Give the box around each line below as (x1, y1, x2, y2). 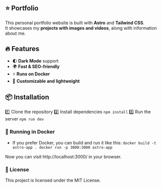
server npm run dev (5, 116, 44, 122)
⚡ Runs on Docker (12, 71, 51, 77)
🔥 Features (5, 45, 40, 53)
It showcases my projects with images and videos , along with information (5, 25, 157, 31)
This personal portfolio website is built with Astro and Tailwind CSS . (5, 19, 145, 26)
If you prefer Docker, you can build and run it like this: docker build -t (12, 139, 157, 145)
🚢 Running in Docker (5, 128, 55, 135)
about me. (5, 30, 26, 36)
